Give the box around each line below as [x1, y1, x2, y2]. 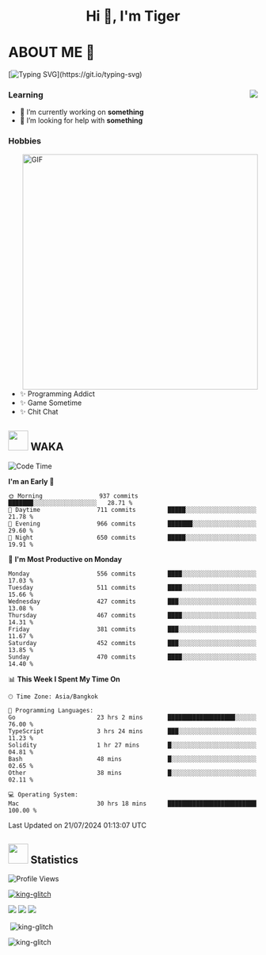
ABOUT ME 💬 [8, 44, 95, 62]
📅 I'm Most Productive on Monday [8, 554, 123, 563]
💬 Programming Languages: [8, 706, 93, 714]
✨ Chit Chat [19, 407, 59, 416]
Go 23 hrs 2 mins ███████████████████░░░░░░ [8, 713, 257, 721]
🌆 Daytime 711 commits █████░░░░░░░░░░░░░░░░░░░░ [8, 506, 257, 514]
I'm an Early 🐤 [8, 476, 55, 486]
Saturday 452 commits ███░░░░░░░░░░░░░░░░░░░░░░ [8, 639, 257, 647]
